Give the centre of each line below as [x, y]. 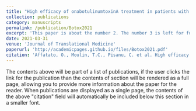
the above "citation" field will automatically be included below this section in [97, 96]
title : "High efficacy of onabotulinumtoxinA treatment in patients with [98, 11]
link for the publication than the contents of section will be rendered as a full [97, 78]
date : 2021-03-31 [27, 39]
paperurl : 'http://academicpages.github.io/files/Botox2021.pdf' [87, 50]
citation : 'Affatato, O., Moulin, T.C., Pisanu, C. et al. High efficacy [98, 55]
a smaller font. [23, 102]
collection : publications [37, 17]
